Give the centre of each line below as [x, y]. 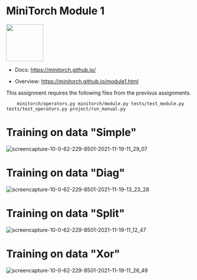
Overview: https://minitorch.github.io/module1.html [77, 81]
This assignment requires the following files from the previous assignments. [99, 93]
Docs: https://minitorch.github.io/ [55, 70]
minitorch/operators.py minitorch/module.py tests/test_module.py [101, 103]
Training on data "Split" [66, 213]
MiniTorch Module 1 [55, 11]
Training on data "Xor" [63, 254]
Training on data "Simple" [71, 133]
